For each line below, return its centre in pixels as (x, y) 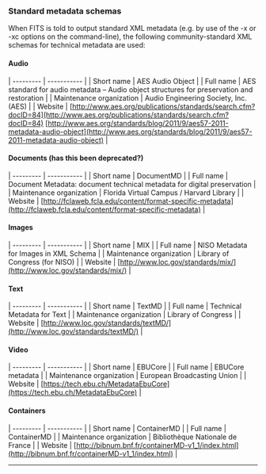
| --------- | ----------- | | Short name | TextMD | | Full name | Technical (125, 306)
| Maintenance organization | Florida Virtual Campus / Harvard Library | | (126, 193)
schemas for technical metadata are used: (77, 45)
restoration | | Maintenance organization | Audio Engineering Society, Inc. (128, 97)
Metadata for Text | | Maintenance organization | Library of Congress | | (125, 315)
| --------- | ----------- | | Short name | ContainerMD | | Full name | (118, 428)
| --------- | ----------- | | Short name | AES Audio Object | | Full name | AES (132, 81)
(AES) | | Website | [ (40, 106)
